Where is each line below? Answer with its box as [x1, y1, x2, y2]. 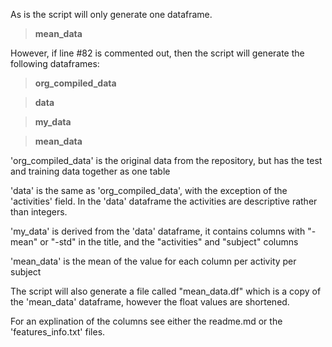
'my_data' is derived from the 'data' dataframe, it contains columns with [10, 225, 306, 237]
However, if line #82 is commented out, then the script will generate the [10, 47, 305, 59]
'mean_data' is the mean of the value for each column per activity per [10, 255, 297, 267]
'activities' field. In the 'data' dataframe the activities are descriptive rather [10, 195, 318, 207]
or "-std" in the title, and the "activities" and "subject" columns [39, 236, 299, 248]
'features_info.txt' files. [10, 326, 106, 338]
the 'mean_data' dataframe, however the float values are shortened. [10, 296, 290, 308]
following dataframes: [10, 58, 100, 69]
